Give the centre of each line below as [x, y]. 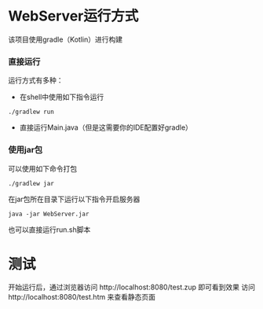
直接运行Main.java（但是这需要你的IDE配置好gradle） [106, 127]
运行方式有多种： [36, 80]
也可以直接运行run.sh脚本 [49, 230]
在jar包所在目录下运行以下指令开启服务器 [74, 199]
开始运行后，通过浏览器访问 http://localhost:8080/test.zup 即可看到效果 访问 [132, 287]
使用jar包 [26, 150]
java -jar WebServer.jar [49, 214]
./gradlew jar [31, 183]
